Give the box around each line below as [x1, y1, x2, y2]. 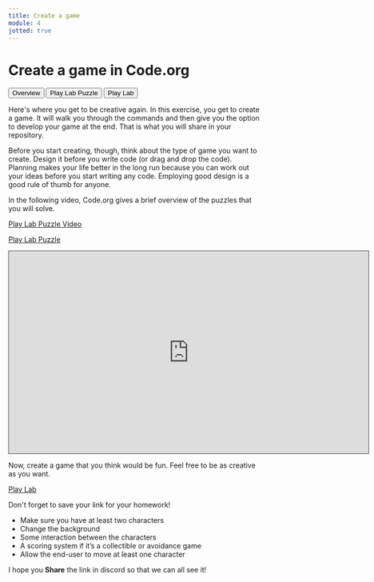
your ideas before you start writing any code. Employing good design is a [8, 171, 249, 181]
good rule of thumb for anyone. [8, 180, 112, 189]
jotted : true [8, 26, 52, 34]
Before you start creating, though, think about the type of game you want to [8, 145, 257, 156]
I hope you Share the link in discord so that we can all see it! [8, 565, 207, 575]
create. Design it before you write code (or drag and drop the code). [8, 154, 233, 164]
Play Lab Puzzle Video [8, 219, 82, 229]
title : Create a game [8, 11, 81, 20]
